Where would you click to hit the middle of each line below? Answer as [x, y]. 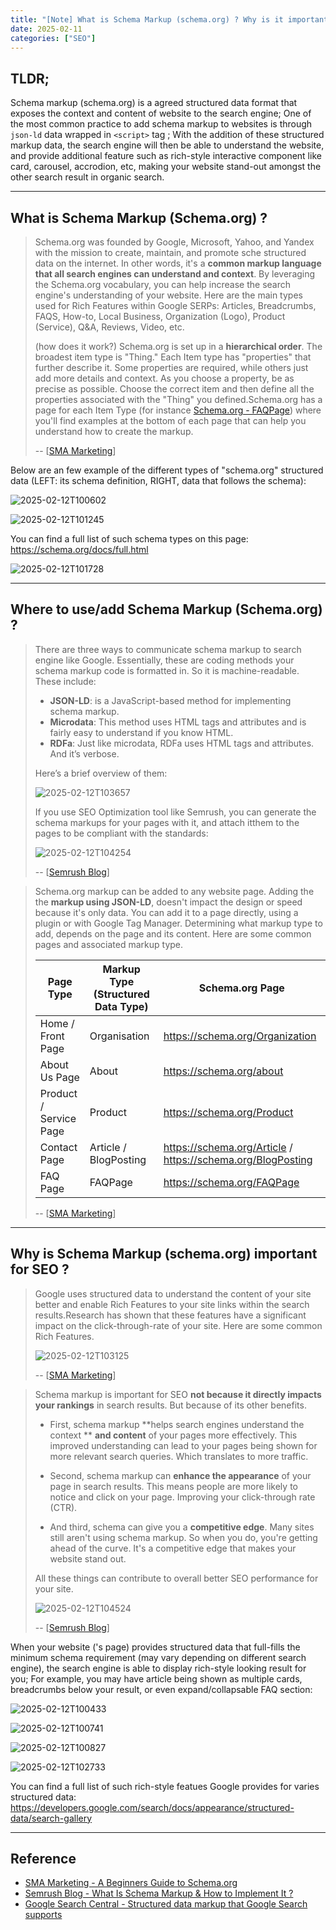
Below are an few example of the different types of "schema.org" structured [167, 470]
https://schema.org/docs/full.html [79, 549]
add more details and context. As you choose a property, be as [164, 378]
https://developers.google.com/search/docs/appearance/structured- [152, 1807]
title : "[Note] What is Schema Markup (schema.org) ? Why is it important [169, 19]
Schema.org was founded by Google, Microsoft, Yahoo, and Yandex [174, 242]
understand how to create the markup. [114, 431]
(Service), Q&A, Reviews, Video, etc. [109, 327]
